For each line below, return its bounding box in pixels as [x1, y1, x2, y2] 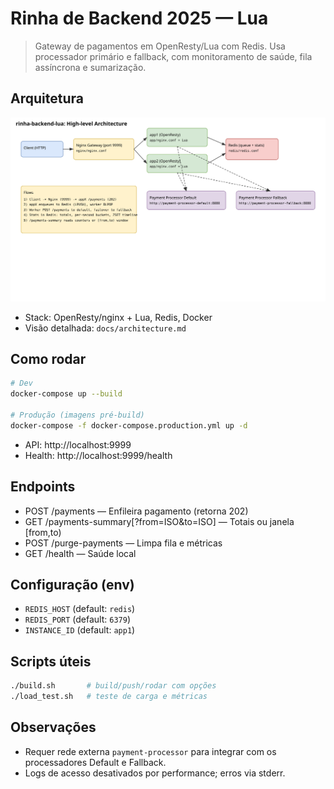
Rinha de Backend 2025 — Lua [10, 7, 269, 30]
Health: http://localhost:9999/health [24, 449, 173, 461]
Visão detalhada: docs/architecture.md [24, 322, 187, 334]
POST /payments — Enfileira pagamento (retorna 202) [24, 505, 249, 517]
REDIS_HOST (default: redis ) [24, 603, 136, 615]
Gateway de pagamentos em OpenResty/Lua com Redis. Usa [34, 40, 286, 52]
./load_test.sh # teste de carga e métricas [10, 692, 208, 702]
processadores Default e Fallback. [24, 756, 167, 768]
